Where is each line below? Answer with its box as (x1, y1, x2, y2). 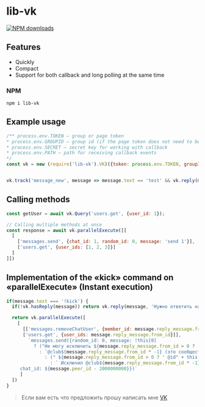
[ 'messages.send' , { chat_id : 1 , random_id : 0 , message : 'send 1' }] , (17, 239, 195, 245)
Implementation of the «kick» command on (6, 272, 174, 283)
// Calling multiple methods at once (6, 221, 103, 228)
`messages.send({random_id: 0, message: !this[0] (28, 337, 157, 344)
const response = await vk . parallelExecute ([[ (6, 227, 127, 233)
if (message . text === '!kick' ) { (6, 298, 88, 304)
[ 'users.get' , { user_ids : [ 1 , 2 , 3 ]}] (17, 244, 116, 250)
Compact (15, 65, 38, 72)
